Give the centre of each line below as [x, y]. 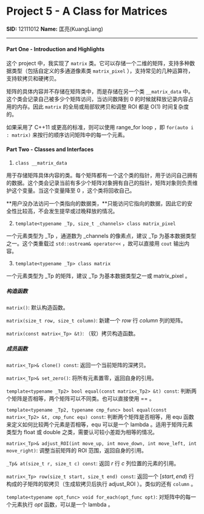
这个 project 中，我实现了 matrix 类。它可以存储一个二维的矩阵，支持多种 [98, 63]
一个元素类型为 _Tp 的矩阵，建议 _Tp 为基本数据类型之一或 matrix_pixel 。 [98, 276]
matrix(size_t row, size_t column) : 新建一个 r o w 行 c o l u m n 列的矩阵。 [96, 321]
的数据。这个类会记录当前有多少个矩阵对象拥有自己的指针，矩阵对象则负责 [99, 183]
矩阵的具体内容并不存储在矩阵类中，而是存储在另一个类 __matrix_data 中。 [100, 91]
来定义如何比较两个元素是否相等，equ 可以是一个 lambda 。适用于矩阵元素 [100, 424]
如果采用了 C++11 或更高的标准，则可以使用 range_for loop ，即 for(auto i [100, 127]
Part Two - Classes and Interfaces [50, 149]
